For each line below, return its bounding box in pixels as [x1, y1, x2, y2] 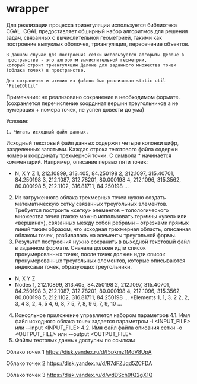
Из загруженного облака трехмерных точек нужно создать [14, 193, 166, 201]
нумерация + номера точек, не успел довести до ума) [6, 106, 144, 113]
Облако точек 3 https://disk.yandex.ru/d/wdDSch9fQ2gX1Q [6, 371, 153, 378]
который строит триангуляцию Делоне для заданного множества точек [6, 62, 177, 68]
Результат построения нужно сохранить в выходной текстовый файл [14, 238, 190, 245]
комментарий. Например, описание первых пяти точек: [6, 158, 148, 165]
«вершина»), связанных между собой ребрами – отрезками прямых [14, 219, 189, 226]
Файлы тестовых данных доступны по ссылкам [14, 337, 135, 344]
